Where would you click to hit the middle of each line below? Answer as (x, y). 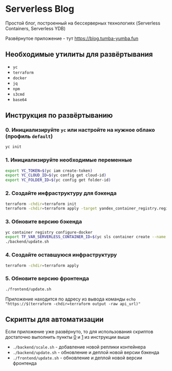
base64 (20, 100)
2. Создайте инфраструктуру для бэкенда (61, 193)
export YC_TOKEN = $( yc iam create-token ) (49, 171)
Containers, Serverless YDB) (35, 28)
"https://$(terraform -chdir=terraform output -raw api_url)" (73, 304)
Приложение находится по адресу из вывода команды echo (71, 299)
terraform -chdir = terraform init (41, 204)
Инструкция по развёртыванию (59, 115)
